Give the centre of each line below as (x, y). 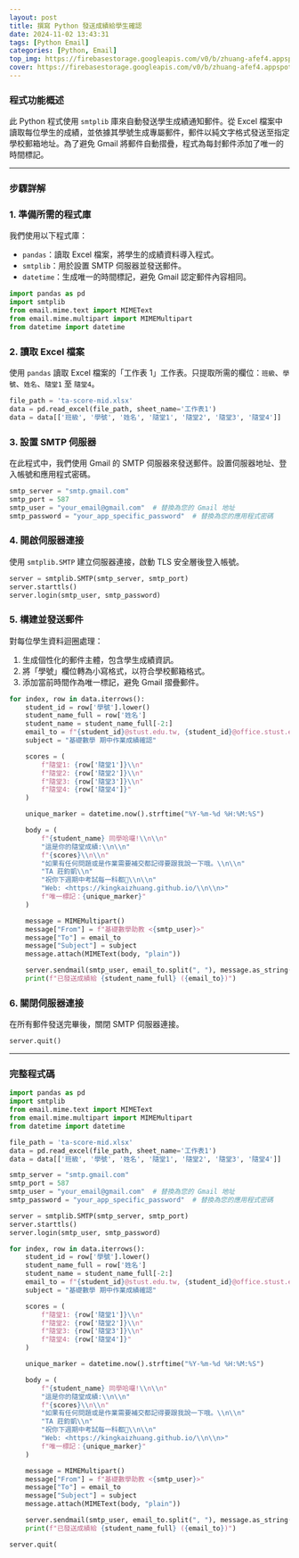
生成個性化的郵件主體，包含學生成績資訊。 (100, 659)
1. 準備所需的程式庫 (50, 215)
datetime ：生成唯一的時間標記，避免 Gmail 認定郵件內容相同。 (137, 277)
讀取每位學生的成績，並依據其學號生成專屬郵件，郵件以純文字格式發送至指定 (149, 133)
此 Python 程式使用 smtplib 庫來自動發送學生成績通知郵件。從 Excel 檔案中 (146, 121)
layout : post (33, 17)
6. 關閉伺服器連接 (47, 1003)
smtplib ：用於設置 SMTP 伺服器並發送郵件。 (104, 266)
